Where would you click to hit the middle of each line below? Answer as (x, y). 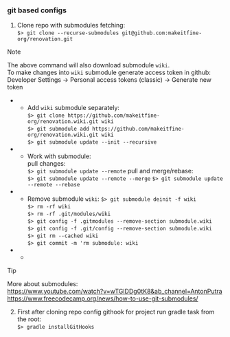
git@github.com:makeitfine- (162, 33)
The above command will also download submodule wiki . (89, 65)
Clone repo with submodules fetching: (71, 25)
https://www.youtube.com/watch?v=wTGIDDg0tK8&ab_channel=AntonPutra (115, 292)
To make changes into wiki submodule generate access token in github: (109, 73)
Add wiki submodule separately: (73, 108)
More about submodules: (43, 284)
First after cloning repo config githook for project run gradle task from (116, 312)
